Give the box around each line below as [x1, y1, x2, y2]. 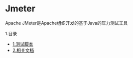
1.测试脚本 [12, 41, 33, 47]
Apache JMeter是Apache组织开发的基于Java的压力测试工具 [5, 20, 128, 26]
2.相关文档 [12, 47, 34, 53]
